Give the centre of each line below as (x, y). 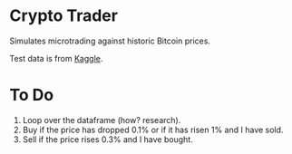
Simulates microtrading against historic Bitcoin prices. (110, 41)
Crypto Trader (63, 16)
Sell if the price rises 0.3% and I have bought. (107, 139)
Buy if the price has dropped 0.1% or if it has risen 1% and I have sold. (153, 130)
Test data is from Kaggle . (56, 58)
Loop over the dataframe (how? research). (102, 120)
